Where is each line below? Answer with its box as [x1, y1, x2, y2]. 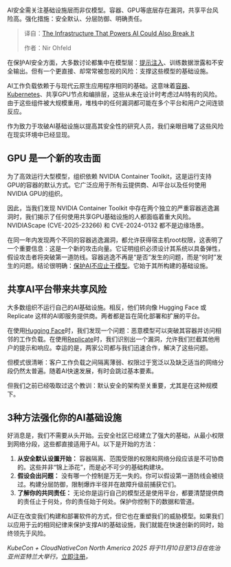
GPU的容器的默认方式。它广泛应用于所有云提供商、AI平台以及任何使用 [7, 181, 207, 189]
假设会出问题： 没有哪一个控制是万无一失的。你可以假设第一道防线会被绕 [16, 471, 224, 480]
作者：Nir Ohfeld [23, 44, 71, 52]
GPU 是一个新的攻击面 [7, 153, 101, 164]
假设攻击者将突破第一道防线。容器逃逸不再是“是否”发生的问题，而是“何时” [7, 253, 217, 261]
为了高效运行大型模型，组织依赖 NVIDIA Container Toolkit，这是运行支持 [7, 172, 212, 180]
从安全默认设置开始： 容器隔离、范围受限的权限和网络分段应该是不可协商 [16, 454, 224, 463]
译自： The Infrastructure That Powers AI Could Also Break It [23, 30, 195, 37]
